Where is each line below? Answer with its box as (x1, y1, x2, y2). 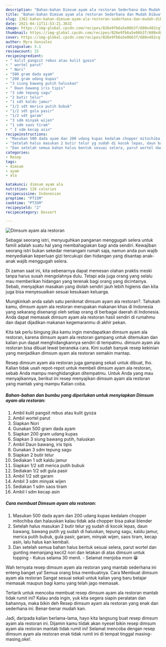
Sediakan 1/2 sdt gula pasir (12, 468, 68, 474)
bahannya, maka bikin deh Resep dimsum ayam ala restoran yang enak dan (5, 600, 159, 606)
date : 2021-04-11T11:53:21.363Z (5, 21, 72, 26)
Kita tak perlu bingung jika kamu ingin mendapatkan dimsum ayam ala (5, 329, 148, 335)
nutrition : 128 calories (5, 187, 57, 192)
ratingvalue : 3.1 (5, 44, 41, 49)
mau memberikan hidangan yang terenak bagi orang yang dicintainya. (5, 278, 147, 284)
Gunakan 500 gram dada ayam (12, 426, 76, 431)
